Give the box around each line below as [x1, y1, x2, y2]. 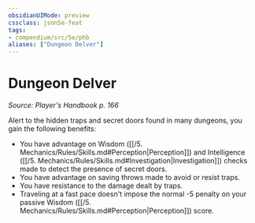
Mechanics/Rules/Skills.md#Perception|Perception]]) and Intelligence [19, 148, 246, 157]
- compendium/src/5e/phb [8, 33, 90, 42]
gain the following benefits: [8, 124, 97, 133]
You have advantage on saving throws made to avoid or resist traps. [19, 173, 240, 182]
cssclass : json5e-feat [8, 19, 83, 27]
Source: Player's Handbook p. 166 [8, 101, 120, 110]
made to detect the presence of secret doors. [19, 164, 168, 174]
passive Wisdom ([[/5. [19, 198, 92, 207]
